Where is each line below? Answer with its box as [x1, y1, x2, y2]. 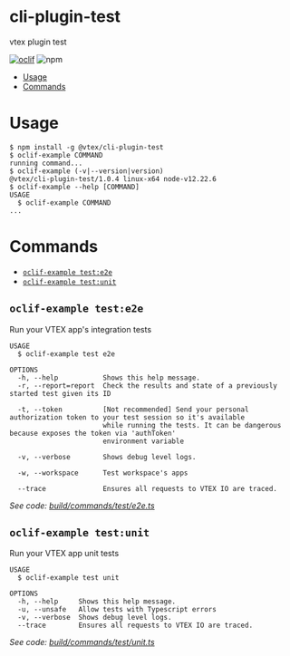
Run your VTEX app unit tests [9, 548, 120, 559]
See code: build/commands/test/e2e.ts [9, 500, 156, 511]
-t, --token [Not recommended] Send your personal [17, 405, 249, 414]
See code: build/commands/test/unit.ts [9, 637, 156, 648]
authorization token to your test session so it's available [9, 412, 246, 422]
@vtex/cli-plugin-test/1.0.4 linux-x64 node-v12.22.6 [9, 174, 217, 183]
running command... [9, 159, 83, 168]
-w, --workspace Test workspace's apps [17, 468, 188, 478]
